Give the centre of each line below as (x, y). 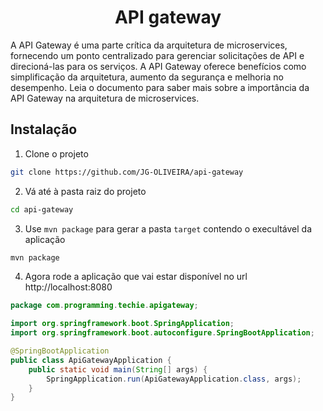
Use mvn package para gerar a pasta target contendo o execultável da (168, 228)
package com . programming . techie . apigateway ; (104, 306)
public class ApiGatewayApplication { (91, 360)
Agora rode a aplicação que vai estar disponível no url (136, 277)
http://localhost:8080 (68, 287)
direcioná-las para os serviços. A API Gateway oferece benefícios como (158, 66)
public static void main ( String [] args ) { (118, 369)
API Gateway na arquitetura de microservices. (105, 98)
